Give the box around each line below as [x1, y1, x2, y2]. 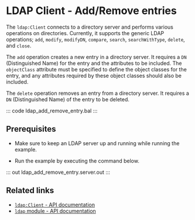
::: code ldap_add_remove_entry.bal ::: [6, 107, 98, 114]
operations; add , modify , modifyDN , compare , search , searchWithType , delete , [6, 36, 186, 43]
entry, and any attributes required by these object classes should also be [6, 72, 182, 79]
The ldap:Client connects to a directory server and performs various [6, 23, 174, 30]
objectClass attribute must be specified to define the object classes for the [6, 66, 187, 73]
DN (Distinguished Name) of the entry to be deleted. [6, 95, 130, 103]
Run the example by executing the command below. [14, 157, 139, 164]
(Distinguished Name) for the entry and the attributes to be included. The [6, 60, 182, 67]
